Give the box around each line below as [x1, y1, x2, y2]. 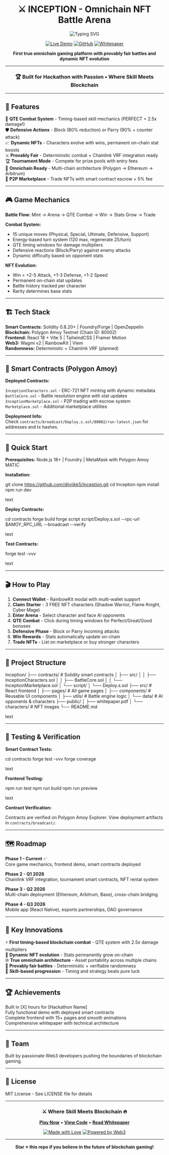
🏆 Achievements [5, 988, 61, 997]
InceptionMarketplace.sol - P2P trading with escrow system [5, 398, 131, 404]
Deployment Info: [5, 414, 43, 420]
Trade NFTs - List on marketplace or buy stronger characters [12, 639, 139, 645]
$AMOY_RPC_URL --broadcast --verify [5, 522, 87, 528]
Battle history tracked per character [12, 283, 87, 289]
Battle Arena [58, 14, 111, 26]
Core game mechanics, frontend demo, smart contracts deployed [5, 861, 141, 867]
